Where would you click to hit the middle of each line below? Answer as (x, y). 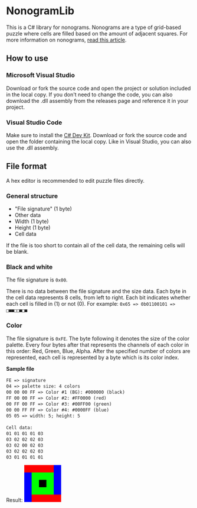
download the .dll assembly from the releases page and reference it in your (97, 101)
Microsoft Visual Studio (40, 75)
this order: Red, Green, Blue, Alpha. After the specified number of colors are (98, 351)
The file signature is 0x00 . (37, 280)
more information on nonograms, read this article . (66, 40)
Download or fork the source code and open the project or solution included (98, 88)
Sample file (20, 368)
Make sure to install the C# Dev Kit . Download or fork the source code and (96, 135)
